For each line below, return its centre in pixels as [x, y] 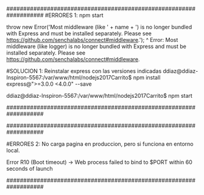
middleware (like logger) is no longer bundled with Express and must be [97, 46]
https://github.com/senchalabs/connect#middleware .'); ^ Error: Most [92, 40]
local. [13, 150]
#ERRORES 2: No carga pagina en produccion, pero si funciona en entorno [100, 144]
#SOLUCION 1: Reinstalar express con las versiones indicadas [84, 71]
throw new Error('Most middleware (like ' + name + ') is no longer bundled [99, 27]
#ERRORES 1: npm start [74, 15]
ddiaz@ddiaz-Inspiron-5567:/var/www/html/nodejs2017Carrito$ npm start [100, 96]
